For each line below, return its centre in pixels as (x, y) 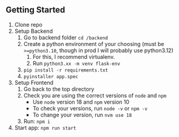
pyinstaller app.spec (51, 76)
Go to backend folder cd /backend (66, 37)
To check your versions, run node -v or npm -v (90, 108)
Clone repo (29, 24)
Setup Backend (33, 31)
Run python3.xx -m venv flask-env (76, 63)
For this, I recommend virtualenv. (74, 56)
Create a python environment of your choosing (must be (94, 44)
